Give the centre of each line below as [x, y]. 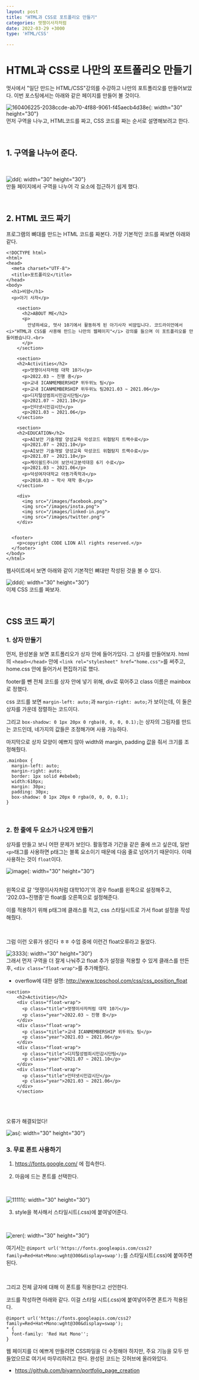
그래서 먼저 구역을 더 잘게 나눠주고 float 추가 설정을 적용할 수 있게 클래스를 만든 [98, 960]
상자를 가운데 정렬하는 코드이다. [43, 709]
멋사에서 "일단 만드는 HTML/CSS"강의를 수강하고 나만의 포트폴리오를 [86, 88]
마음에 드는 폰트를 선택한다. [47, 1176]
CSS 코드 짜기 [31, 621]
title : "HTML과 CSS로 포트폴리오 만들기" [52, 17]
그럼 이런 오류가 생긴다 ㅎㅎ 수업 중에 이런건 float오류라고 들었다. [81, 941]
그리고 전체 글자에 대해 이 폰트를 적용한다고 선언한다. [67, 1287]
